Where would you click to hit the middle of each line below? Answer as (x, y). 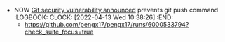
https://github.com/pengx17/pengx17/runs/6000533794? (107, 24)
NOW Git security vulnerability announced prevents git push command (116, 10)
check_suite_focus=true (59, 32)
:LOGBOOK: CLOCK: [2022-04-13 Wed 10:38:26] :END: (94, 17)
